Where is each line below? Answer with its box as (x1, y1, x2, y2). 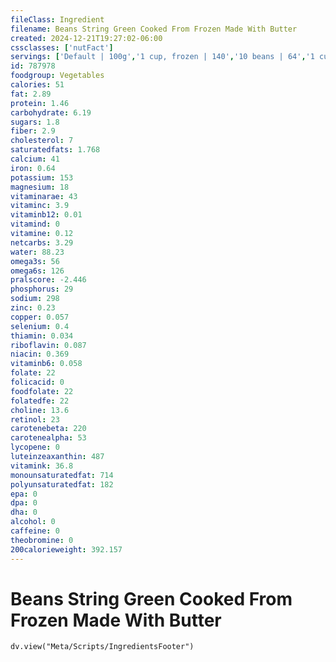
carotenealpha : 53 (10, 433, 87, 443)
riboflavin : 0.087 (10, 340, 87, 350)
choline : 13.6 (10, 405, 70, 415)
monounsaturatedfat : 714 (10, 470, 114, 480)
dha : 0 (10, 507, 38, 518)
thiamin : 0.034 (10, 331, 74, 341)
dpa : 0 (10, 498, 38, 508)
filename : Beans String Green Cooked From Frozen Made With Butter (10, 24, 298, 34)
